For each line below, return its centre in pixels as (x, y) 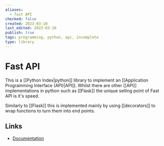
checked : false (21, 19)
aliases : (14, 10)
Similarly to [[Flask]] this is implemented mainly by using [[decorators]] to (80, 105)
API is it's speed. (22, 96)
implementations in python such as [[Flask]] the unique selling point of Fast (82, 91)
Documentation (28, 138)
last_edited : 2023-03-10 (31, 28)
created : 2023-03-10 (27, 24)
